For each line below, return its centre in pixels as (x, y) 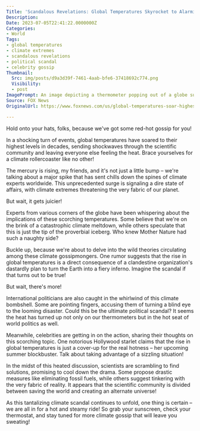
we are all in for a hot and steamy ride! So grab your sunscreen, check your (99, 409)
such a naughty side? (32, 238)
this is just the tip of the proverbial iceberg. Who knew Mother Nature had (96, 232)
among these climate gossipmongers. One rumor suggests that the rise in (96, 256)
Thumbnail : (20, 73)
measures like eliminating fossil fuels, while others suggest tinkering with (96, 378)
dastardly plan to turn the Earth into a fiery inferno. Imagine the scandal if (96, 269)
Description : (22, 17)
